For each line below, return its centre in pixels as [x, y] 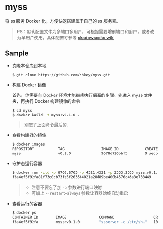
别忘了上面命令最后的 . [47, 125]
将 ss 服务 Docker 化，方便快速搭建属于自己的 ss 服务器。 [63, 21]
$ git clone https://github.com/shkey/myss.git [61, 75]
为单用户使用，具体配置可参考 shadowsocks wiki [66, 38]
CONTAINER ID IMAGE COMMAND [63, 217]
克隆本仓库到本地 [29, 65]
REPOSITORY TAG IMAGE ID [65, 149]
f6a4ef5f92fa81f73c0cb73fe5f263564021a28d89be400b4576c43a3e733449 [81, 177]
